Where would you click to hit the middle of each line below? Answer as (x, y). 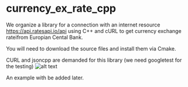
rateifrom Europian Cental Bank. (45, 37)
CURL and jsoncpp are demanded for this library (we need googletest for (94, 60)
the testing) (20, 66)
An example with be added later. (45, 78)
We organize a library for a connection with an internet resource (83, 25)
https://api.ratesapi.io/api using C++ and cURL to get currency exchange (94, 31)
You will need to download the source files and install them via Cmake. (91, 48)
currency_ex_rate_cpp (61, 9)
